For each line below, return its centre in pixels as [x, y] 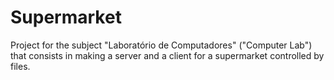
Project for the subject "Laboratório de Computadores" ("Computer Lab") [161, 45]
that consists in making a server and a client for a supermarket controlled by [167, 55]
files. [20, 66]
